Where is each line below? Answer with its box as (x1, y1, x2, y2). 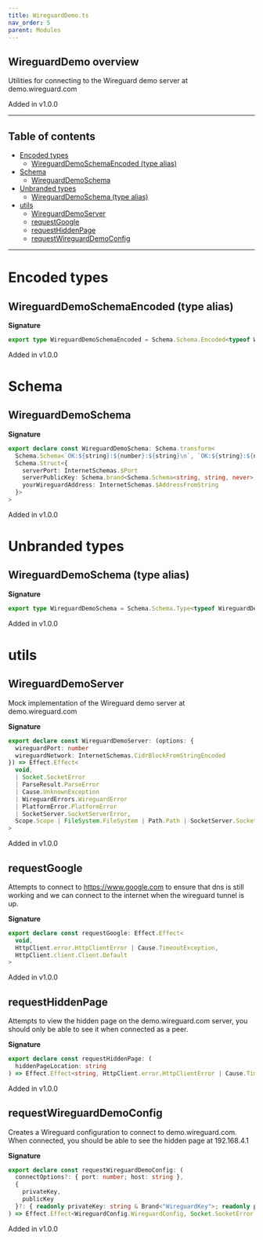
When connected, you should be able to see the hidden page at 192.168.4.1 (8, 1136, 249, 1145)
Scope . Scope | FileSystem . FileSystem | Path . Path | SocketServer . (15, 817, 236, 825)
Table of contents (8, 129, 95, 143)
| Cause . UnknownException (15, 788, 100, 796)
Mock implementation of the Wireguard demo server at (8, 698, 186, 707)
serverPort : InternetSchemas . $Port (22, 466, 139, 475)
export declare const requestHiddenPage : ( (8, 1055, 153, 1063)
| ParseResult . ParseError (15, 781, 100, 789)
